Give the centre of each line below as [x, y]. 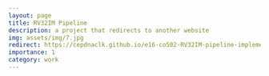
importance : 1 [32, 52]
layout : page [30, 15]
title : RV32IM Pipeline [48, 23]
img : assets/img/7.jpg [46, 38]
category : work [34, 60]
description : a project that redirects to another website [109, 30]
